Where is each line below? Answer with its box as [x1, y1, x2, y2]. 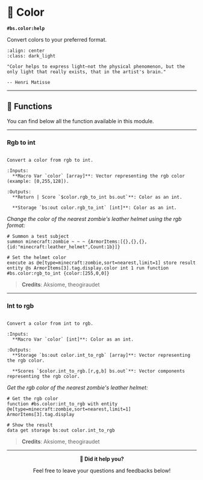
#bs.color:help [7, 25, 45, 31]
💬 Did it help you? [80, 455, 124, 462]
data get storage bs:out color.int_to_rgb [7, 427, 115, 434]
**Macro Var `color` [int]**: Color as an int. [12, 336, 134, 343]
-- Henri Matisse [7, 79, 51, 85]
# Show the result [7, 422, 53, 428]
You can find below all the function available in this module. [7, 117, 154, 124]
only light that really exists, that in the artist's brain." [7, 69, 166, 75]
